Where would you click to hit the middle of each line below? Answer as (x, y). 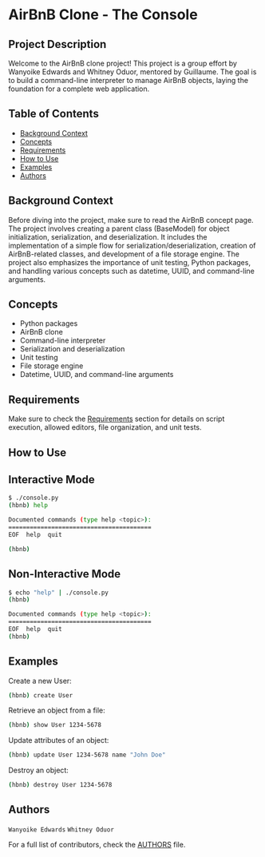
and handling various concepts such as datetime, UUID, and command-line (132, 271)
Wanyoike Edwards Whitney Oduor (61, 829)
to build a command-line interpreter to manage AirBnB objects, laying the (129, 80)
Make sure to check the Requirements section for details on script (117, 419)
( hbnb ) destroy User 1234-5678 (60, 785)
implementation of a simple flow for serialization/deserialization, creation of (132, 245)
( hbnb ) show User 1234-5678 (55, 725)
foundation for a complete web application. (79, 89)
